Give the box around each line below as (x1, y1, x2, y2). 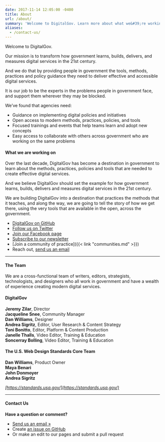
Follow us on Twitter (12, 226, 53, 232)
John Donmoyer (5, 370, 39, 376)
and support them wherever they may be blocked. (5, 93, 107, 99)
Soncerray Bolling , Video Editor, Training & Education (5, 337, 114, 343)
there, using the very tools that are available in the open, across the (5, 206, 141, 211)
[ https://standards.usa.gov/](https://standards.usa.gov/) (5, 384, 119, 390)
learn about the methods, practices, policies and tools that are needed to (5, 166, 152, 172)
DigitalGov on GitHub (12, 220, 55, 226)
